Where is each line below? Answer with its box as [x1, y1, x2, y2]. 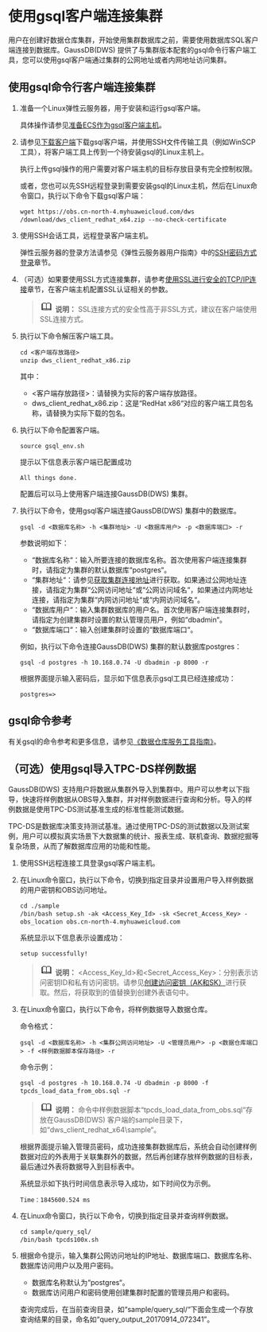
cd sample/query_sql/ [19, 1228, 91, 1236]
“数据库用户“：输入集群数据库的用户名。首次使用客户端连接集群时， [31, 604, 254, 614]
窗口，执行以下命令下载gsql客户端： [26, 190, 145, 200]
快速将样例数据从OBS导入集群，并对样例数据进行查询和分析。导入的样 [21, 795, 253, 804]
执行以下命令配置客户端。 [19, 425, 104, 435]
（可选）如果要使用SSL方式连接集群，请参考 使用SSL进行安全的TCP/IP [19, 274, 250, 283]
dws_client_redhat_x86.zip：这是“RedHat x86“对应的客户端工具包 [31, 398, 246, 408]
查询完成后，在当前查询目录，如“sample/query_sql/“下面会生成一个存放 [19, 1305, 253, 1314]
